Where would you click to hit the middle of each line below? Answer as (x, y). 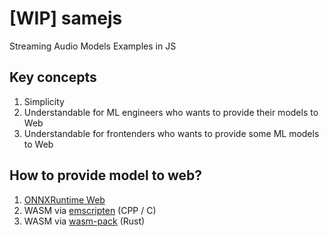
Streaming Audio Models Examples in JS (93, 46)
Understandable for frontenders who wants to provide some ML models (171, 133)
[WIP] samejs (66, 18)
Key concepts (53, 77)
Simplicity (44, 101)
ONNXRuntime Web (64, 199)
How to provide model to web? (106, 175)
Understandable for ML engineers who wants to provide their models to (171, 112)
